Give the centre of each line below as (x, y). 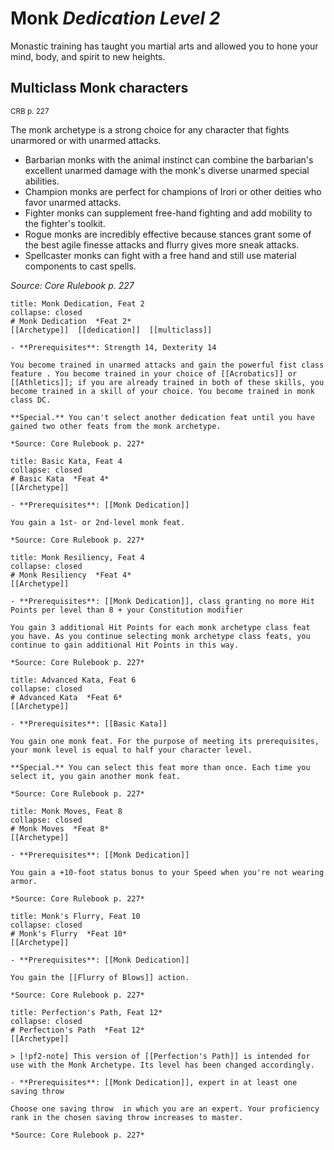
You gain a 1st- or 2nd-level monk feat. (98, 522)
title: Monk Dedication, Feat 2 (77, 303)
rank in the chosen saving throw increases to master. (127, 1117)
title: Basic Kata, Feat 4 (66, 461)
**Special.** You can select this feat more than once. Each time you (160, 767)
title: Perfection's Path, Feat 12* (86, 1012)
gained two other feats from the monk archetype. (116, 426)
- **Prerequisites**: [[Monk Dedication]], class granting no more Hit (162, 601)
